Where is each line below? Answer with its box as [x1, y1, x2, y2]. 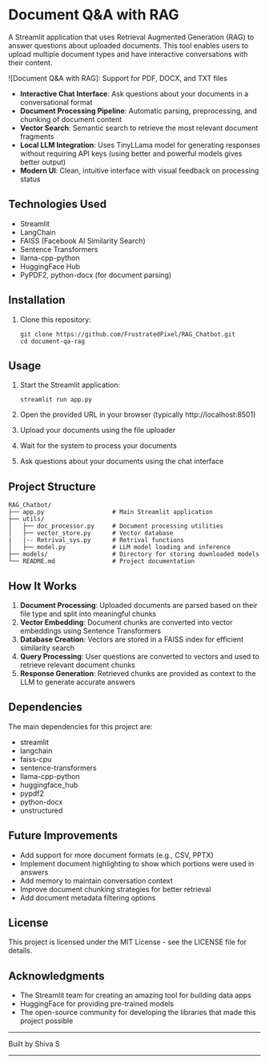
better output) [19, 157, 66, 166]
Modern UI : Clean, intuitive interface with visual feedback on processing [19, 165, 259, 175]
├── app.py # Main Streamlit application [8, 508, 214, 516]
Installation [8, 293, 66, 307]
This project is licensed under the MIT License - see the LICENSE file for [8, 937, 247, 947]
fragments [19, 131, 54, 141]
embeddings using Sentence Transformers [19, 626, 162, 635]
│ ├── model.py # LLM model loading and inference [8, 544, 231, 552]
